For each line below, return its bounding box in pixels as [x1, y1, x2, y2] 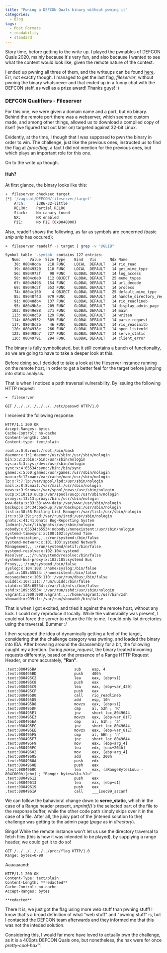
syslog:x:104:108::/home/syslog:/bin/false [5, 566, 97, 571]
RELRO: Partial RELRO [14, 206, 66, 211]
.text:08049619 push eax [5, 785, 99, 790]
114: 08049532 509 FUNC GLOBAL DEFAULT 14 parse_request [11, 317, 148, 322]
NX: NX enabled [14, 215, 59, 220]
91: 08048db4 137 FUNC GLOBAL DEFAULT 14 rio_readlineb [14, 299, 148, 304]
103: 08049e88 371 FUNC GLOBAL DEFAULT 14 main [11, 308, 128, 313]
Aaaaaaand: [5, 862, 30, 867]
